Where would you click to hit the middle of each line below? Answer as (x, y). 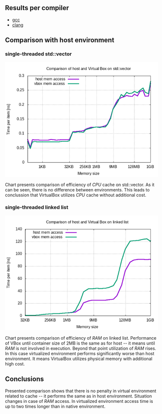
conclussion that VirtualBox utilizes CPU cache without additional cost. (76, 195)
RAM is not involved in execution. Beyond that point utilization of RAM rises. (81, 348)
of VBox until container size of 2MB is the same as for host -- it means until (80, 343)
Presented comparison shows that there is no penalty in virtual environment (81, 391)
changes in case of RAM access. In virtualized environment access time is (79, 401)
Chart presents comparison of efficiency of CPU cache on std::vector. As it (80, 185)
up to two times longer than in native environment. (55, 406)
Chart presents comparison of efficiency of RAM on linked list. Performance (81, 338)
